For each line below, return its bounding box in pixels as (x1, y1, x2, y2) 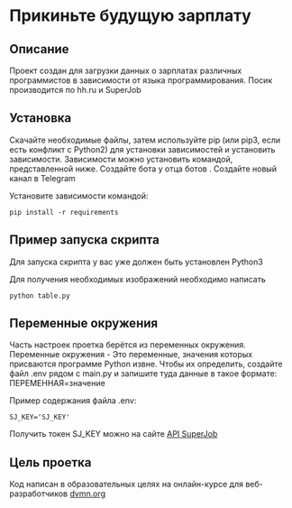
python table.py (9, 291, 70, 300)
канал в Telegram (9, 172, 77, 183)
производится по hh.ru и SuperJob (9, 85, 141, 95)
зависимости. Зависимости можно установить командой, (9, 153, 233, 164)
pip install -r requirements (9, 208, 119, 217)
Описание (9, 42, 69, 57)
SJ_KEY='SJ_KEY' (9, 412, 70, 422)
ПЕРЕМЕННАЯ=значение (9, 378, 105, 389)
